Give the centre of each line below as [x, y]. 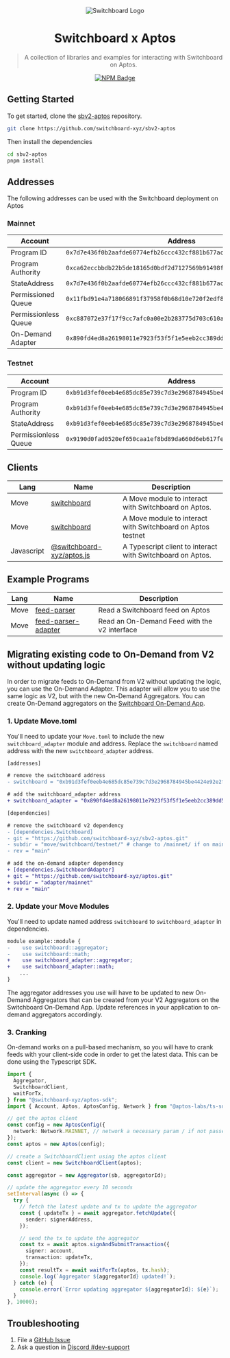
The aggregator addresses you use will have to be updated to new [101, 992]
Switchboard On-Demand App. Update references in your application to [108, 1007]
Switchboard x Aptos [115, 38]
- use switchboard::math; [49, 954]
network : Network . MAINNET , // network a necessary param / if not [110, 1132]
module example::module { [44, 941]
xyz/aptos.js [71, 555]
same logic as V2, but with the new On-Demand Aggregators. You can [106, 696]
